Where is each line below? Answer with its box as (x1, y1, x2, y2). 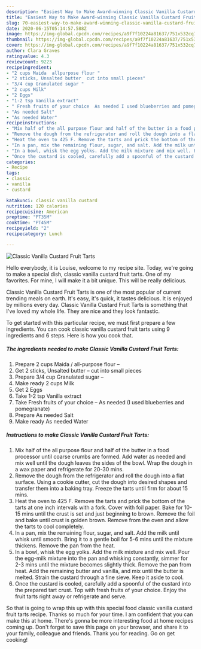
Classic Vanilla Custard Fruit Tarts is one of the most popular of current (6, 288, 181, 295)
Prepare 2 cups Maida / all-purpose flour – (14, 360, 120, 368)
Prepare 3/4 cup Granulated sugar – (14, 373, 103, 380)
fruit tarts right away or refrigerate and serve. (14, 593, 127, 600)
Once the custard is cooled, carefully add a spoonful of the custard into (14, 580, 191, 587)
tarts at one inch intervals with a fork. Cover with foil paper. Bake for (14, 504, 183, 511)
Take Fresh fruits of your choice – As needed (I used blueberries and (14, 398, 184, 406)
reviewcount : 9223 (6, 59, 52, 65)
